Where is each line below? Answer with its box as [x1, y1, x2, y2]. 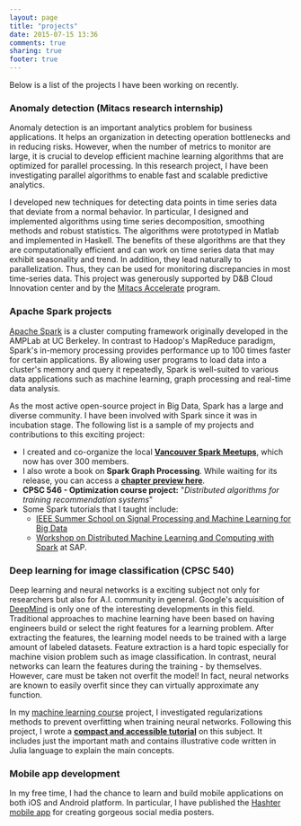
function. [9, 689, 43, 700]
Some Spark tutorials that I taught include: [22, 504, 179, 514]
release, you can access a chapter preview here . [22, 475, 205, 486]
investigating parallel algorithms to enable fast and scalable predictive [9, 170, 268, 180]
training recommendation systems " [22, 494, 154, 505]
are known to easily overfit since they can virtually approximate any [9, 680, 259, 690]
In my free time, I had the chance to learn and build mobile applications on [9, 787, 284, 799]
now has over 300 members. [22, 455, 129, 467]
